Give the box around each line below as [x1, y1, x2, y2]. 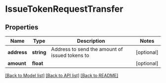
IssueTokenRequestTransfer [5, 3, 124, 15]
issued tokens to [51, 52, 89, 58]
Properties [5, 23, 39, 31]
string [32, 49, 46, 55]
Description [77, 38, 105, 44]
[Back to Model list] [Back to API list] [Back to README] [5, 73, 119, 78]
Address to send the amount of [51, 46, 123, 53]
